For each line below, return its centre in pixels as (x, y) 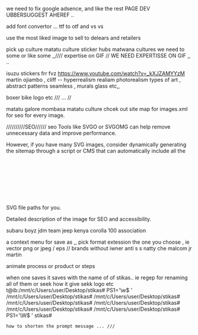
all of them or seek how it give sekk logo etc (60, 284)
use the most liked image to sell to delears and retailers (74, 38)
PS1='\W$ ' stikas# (29, 315)
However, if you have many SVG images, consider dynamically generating (96, 144)
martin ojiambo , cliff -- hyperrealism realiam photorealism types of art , (93, 80)
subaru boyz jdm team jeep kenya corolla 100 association (76, 230)
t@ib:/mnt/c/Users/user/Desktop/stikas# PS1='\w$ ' (69, 290)
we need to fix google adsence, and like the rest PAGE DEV (78, 9)
